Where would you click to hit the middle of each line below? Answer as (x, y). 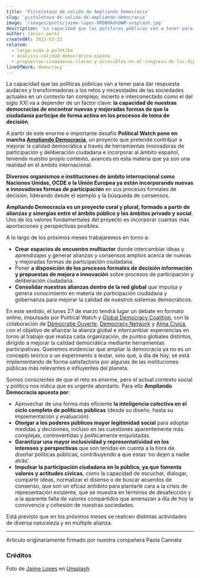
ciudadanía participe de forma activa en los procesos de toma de (88, 115)
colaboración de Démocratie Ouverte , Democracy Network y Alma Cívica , (97, 324)
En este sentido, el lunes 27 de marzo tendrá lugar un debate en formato (95, 311)
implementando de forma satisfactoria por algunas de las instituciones (92, 362)
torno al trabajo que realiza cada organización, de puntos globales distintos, (99, 336)
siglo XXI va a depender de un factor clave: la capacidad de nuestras (92, 103)
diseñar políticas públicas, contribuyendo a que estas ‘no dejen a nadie (102, 454)
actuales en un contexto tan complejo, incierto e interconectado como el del (99, 96)
